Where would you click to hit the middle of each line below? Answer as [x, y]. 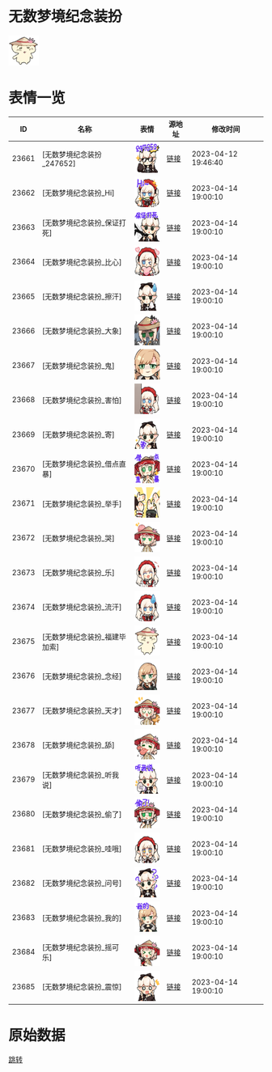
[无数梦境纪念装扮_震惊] [82, 987]
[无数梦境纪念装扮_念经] [82, 676]
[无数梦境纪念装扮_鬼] [78, 366]
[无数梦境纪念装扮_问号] [82, 883]
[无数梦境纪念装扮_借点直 [84, 464]
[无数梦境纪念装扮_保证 [81, 222]
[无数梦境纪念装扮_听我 [81, 774]
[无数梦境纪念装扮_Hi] [78, 193]
